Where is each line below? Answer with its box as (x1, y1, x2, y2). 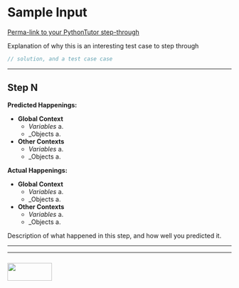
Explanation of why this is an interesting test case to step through (7, 41, 199, 50)
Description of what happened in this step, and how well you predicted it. (7, 231, 222, 240)
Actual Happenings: (7, 166, 68, 174)
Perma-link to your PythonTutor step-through (7, 28, 140, 36)
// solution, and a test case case (7, 55, 113, 63)
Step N (7, 82, 38, 94)
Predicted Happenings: (7, 100, 78, 109)
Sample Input (7, 4, 87, 21)
